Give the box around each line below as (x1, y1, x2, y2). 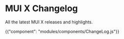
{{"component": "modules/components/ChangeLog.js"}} (5, 28, 120, 34)
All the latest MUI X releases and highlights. (5, 19, 93, 25)
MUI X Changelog (5, 3, 78, 14)
